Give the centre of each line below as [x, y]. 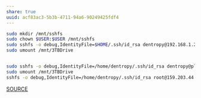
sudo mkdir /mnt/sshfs [34, 33]
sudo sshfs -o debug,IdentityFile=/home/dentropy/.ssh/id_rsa [85, 66]
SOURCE [17, 89]
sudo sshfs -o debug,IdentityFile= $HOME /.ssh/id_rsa [73, 45]
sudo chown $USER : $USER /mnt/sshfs [51, 39]
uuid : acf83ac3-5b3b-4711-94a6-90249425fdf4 [63, 17]
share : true [21, 12]
